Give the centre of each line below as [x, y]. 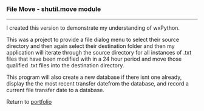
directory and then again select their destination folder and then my [90, 46]
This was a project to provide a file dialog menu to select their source [93, 40]
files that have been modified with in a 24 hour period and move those [94, 59]
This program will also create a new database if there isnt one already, [94, 77]
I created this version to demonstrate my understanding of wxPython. [93, 28]
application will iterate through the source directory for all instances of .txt [99, 53]
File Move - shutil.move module [54, 9]
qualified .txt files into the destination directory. [65, 66]
